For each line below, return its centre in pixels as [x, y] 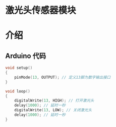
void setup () [19, 68]
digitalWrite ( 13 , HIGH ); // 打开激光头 [54, 101]
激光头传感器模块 [41, 10]
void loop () [18, 91]
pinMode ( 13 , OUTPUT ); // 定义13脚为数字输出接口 [63, 77]
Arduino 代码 [26, 56]
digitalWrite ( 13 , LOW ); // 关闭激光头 [53, 110]
